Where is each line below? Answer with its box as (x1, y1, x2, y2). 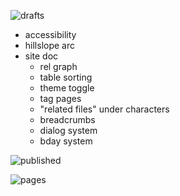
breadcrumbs (39, 114, 96, 125)
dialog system (39, 125, 98, 136)
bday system (39, 135, 93, 147)
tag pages (39, 93, 82, 104)
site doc (24, 50, 59, 62)
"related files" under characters (39, 103, 170, 115)
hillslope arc (24, 40, 75, 51)
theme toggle (39, 82, 95, 94)
